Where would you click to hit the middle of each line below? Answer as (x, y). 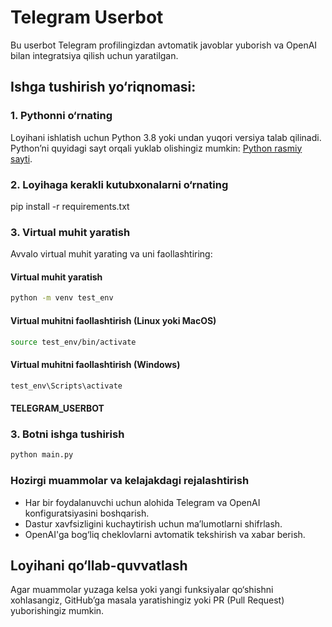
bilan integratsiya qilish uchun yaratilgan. (94, 55)
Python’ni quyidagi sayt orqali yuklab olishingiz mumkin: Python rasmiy (156, 148)
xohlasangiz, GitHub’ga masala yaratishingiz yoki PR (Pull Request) (147, 600)
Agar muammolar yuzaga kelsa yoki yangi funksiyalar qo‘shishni (142, 590)
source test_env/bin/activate (73, 342)
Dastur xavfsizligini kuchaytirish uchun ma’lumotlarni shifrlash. (153, 523)
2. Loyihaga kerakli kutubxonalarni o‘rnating (119, 184)
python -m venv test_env (62, 298)
